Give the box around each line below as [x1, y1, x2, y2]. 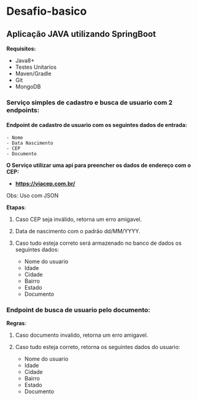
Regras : [6, 320, 26, 327]
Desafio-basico [6, 4, 87, 18]
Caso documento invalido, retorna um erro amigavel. [15, 331, 149, 339]
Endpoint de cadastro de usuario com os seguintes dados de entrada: [6, 121, 187, 128]
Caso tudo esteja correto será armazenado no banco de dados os [15, 239, 182, 247]
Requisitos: [6, 45, 36, 52]
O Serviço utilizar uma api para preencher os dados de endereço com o [6, 161, 191, 169]
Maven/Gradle [15, 70, 52, 77]
